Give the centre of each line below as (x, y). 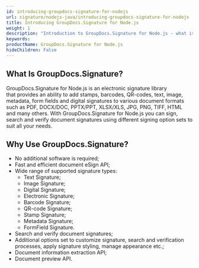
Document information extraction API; (61, 253)
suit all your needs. (29, 126)
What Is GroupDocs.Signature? (65, 74)
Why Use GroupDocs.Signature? (67, 144)
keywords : (18, 39)
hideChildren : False (32, 50)
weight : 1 (18, 28)
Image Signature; (44, 184)
